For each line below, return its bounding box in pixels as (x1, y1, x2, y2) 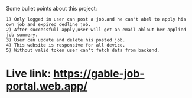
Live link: (6, 67, 51, 80)
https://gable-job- (53, 67, 145, 80)
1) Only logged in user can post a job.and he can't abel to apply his (6, 17, 186, 22)
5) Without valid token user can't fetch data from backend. (6, 47, 160, 53)
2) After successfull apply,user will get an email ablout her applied (6, 27, 186, 32)
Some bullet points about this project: (6, 5, 97, 12)
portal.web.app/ (6, 80, 87, 93)
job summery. (6, 32, 38, 38)
